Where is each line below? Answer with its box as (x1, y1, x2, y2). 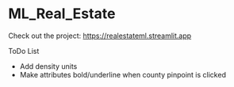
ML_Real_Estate (8, 5, 116, 23)
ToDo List (8, 46, 40, 55)
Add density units (19, 61, 78, 71)
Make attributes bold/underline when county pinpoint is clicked (19, 70, 226, 79)
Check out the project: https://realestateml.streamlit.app (8, 31, 192, 40)
